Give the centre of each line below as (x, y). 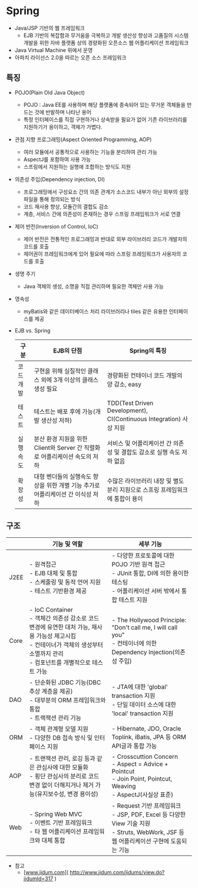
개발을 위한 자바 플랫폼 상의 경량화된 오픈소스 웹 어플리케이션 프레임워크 (106, 43)
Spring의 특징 (148, 351)
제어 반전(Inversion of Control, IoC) (56, 226)
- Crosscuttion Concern (145, 756)
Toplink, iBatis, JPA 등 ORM (149, 737)
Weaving (124, 786)
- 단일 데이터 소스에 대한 (144, 704)
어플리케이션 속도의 (66, 456)
